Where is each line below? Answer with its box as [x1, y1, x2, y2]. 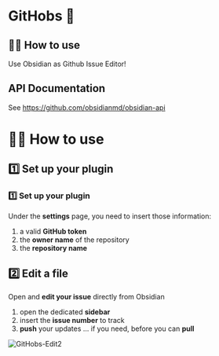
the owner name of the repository [19, 235, 130, 244]
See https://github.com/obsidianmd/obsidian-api [8, 102, 166, 112]
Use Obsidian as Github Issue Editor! [8, 59, 127, 68]
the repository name [19, 243, 88, 252]
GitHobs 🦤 [8, 7, 75, 25]
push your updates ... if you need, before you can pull [19, 324, 195, 333]
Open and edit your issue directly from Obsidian [8, 292, 165, 301]
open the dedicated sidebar [19, 306, 111, 317]
